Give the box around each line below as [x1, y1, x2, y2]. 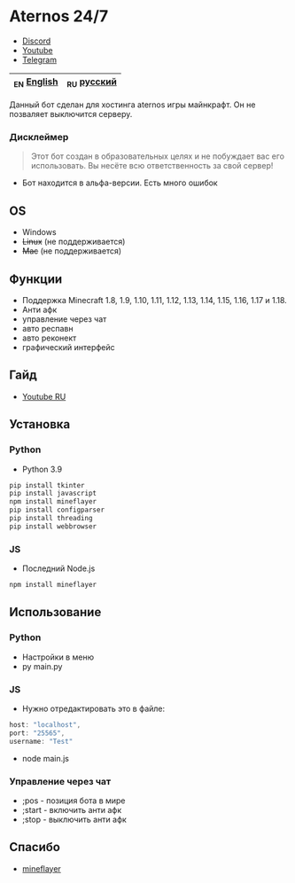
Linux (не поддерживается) [21, 237, 126, 247]
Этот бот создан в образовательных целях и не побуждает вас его [30, 151, 285, 161]
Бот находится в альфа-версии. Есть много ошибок [21, 177, 219, 188]
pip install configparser [9, 505, 105, 515]
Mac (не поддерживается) [21, 246, 122, 256]
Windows [21, 227, 57, 238]
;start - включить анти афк [21, 804, 122, 815]
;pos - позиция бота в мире [21, 795, 126, 806]
